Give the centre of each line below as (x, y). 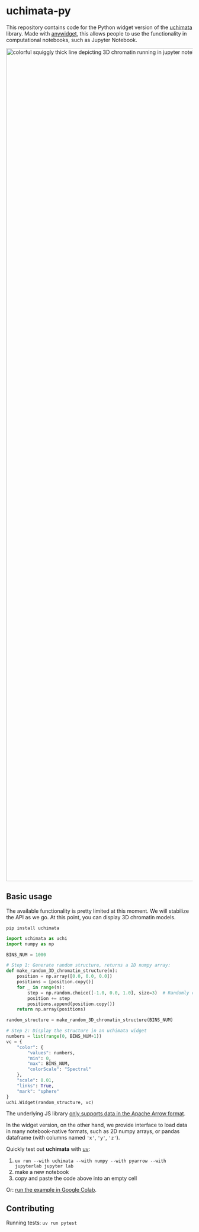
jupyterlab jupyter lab (44, 1166)
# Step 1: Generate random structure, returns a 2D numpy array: (88, 965)
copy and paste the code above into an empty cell (76, 1178)
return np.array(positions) (51, 1009)
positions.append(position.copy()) (71, 1004)
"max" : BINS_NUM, (49, 1064)
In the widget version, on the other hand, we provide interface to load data (97, 1125)
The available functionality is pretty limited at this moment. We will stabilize (98, 911)
